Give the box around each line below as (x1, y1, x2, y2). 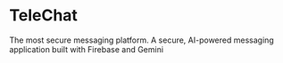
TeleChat (9, 5, 79, 26)
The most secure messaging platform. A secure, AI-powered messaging (9, 35, 274, 45)
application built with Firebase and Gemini (9, 43, 163, 54)
